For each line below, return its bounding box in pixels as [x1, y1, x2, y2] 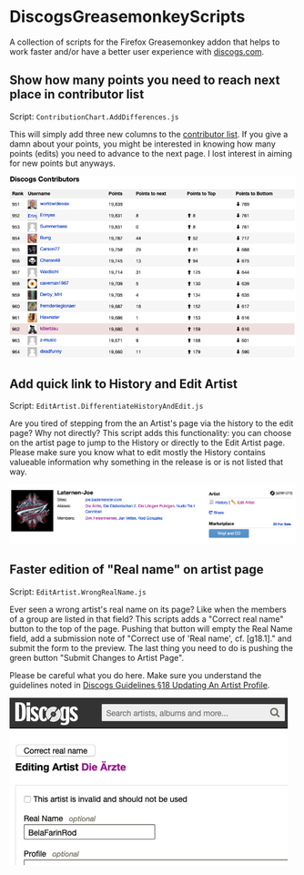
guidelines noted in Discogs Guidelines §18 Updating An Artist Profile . [9, 679, 270, 690]
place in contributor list [9, 86, 145, 102]
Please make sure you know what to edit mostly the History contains [9, 447, 267, 458]
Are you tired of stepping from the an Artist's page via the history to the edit [9, 418, 294, 429]
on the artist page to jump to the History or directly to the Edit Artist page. [9, 437, 285, 448]
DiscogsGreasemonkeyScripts [9, 6, 246, 27]
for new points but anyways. [9, 158, 116, 168]
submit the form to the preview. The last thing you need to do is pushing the [9, 642, 294, 653]
